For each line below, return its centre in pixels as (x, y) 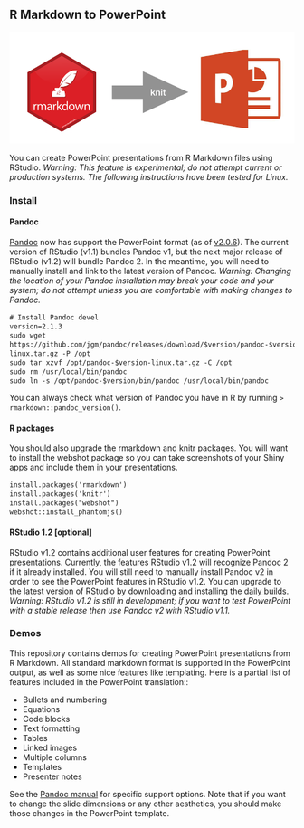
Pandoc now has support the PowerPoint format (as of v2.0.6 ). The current (149, 243)
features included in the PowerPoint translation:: (99, 681)
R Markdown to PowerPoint (87, 15)
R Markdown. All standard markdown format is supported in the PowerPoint (150, 662)
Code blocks (46, 719)
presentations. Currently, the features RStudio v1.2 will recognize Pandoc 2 (149, 562)
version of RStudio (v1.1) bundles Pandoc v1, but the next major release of (146, 252)
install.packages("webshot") (64, 503)
